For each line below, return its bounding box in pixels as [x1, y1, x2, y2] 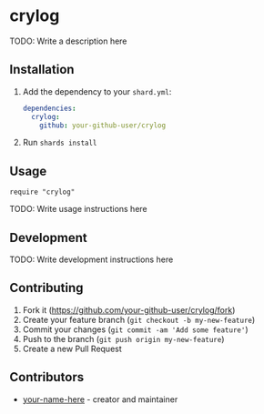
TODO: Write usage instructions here [9, 204, 147, 215]
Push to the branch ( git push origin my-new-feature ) [22, 333, 225, 344]
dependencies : [22, 104, 76, 113]
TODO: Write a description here [9, 35, 127, 46]
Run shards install [22, 137, 97, 148]
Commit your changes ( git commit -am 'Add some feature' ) [22, 324, 249, 335]
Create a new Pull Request [22, 343, 123, 354]
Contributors [9, 369, 85, 385]
